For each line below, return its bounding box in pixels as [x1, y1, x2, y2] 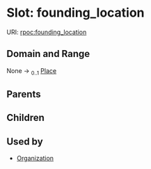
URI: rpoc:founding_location [6, 28, 87, 36]
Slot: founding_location [6, 5, 145, 21]
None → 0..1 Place [6, 66, 57, 77]
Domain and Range [6, 48, 90, 60]
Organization [16, 154, 54, 163]
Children [6, 112, 45, 124]
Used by [6, 136, 43, 147]
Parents [6, 88, 41, 100]
